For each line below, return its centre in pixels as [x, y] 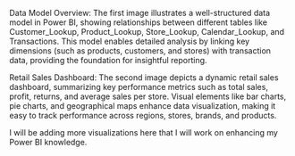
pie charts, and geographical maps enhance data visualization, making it [143, 106]
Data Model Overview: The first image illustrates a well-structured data [140, 13]
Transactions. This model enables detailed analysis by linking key [130, 41]
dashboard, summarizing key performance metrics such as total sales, [139, 87]
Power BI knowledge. [48, 142]
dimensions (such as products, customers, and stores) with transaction [140, 51]
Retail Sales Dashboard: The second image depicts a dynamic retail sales [144, 78]
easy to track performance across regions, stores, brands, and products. [143, 115]
